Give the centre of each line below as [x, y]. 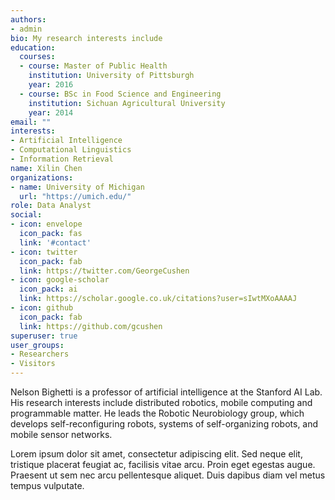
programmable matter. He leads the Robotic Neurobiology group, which [157, 413]
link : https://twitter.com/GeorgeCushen [104, 271]
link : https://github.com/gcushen [91, 326]
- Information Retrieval [62, 159]
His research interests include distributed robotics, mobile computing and [161, 402]
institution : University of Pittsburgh [111, 76]
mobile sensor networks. [61, 434]
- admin [26, 29]
